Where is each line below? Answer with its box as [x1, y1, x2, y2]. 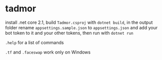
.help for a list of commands [5, 39, 64, 45]
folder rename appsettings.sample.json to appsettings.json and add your [5, 24, 158, 30]
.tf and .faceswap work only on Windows [5, 49, 91, 55]
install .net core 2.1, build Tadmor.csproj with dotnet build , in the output [5, 19, 153, 25]
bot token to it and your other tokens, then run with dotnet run [5, 30, 133, 36]
